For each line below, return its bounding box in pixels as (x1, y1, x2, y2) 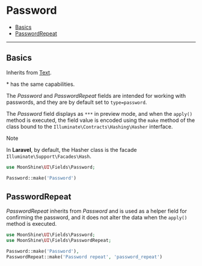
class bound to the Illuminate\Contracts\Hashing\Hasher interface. (6, 122, 173, 130)
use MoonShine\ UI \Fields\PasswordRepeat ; (6, 238, 112, 244)
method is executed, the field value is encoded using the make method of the (6, 116, 195, 124)
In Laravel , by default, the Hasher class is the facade (6, 146, 137, 153)
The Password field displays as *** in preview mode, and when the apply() (6, 110, 193, 117)
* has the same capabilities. (6, 80, 75, 88)
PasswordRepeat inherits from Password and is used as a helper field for (6, 208, 188, 215)
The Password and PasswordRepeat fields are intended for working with (6, 92, 186, 99)
